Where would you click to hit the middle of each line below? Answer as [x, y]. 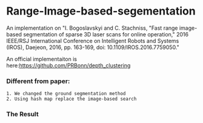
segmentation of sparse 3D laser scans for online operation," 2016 [106, 34]
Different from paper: [38, 81]
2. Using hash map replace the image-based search [72, 99]
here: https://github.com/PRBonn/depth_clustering [68, 65]
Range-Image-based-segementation [101, 11]
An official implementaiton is [42, 59]
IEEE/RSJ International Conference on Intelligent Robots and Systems [93, 41]
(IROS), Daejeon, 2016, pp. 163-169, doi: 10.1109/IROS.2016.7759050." [93, 47]
